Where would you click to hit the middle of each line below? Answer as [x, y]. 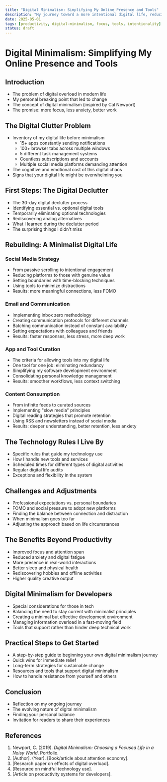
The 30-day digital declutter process [50, 202]
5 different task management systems [59, 153]
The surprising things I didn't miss [47, 229]
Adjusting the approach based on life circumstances [66, 524]
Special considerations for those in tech [53, 606]
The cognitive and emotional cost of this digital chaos [67, 169]
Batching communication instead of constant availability [70, 326]
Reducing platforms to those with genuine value [61, 275]
